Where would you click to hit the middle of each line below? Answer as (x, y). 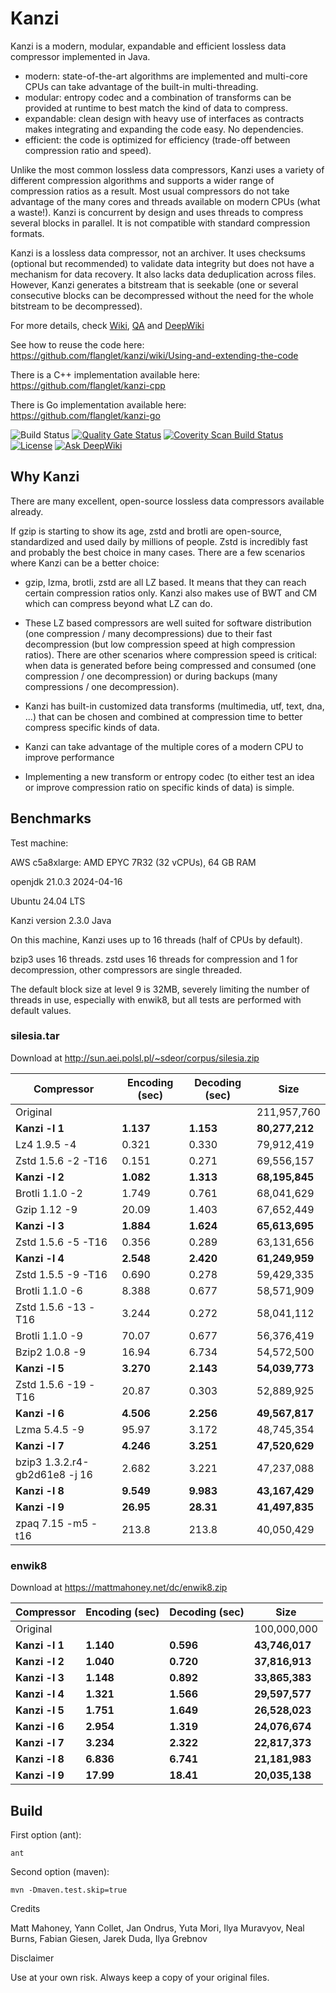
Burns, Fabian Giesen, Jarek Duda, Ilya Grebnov (109, 1938)
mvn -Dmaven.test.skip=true (69, 1890)
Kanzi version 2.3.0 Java (61, 920)
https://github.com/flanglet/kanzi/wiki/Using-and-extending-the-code (154, 355)
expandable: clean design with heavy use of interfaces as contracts (164, 118)
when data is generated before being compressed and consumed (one (170, 665)
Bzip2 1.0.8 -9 (51, 1352)
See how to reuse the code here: (77, 344)
